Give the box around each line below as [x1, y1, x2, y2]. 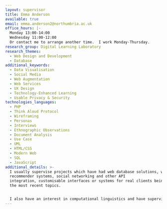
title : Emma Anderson [5, 12, 50, 17]
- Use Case [9, 137, 32, 142]
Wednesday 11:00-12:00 [9, 35, 57, 40]
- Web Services [9, 81, 41, 86]
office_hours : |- [5, 26, 41, 31]
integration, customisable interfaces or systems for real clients [9, 179, 153, 184]
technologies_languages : [5, 100, 57, 105]
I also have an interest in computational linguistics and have [9, 197, 146, 202]
